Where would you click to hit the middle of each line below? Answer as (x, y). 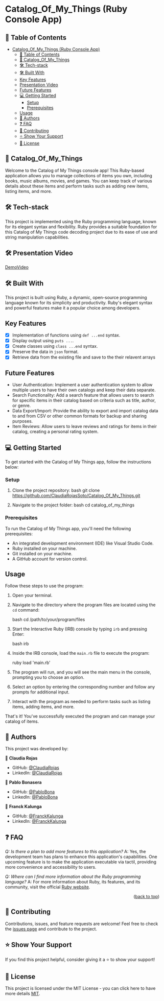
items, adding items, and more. (43, 707)
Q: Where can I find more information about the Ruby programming (73, 877)
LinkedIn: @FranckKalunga (39, 821)
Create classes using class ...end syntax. (55, 346)
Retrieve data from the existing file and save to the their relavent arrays (84, 357)
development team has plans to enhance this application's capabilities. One (81, 857)
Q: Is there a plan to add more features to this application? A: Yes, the (75, 852)
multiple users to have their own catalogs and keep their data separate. (84, 390)
